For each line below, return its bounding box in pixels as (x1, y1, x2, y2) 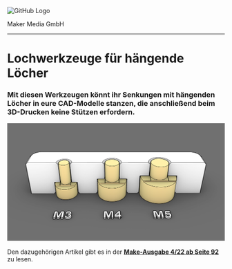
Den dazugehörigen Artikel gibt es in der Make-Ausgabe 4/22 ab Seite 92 (7, 248, 220, 256)
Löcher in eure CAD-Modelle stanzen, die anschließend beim (7, 99, 215, 109)
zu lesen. (7, 254, 33, 263)
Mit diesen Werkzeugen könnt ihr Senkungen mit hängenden (7, 90, 215, 100)
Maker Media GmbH (7, 20, 64, 28)
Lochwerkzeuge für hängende (7, 50, 184, 66)
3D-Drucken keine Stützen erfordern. (7, 107, 135, 117)
